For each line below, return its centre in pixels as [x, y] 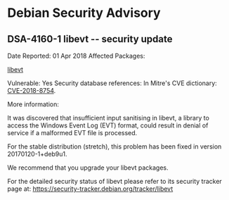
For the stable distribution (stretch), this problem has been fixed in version [115, 146]
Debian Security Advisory [84, 13]
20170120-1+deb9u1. [38, 154]
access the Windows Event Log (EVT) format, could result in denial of [108, 125]
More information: [33, 104]
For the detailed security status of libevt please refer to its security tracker [115, 181]
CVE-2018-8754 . [32, 90]
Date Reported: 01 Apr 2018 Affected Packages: [76, 56]
